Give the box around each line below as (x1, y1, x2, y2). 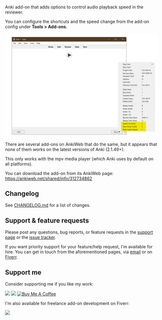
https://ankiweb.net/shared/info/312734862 (5, 176, 93, 181)
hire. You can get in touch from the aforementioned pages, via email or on (5, 249, 153, 255)
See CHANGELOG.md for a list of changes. (5, 202, 91, 208)
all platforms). (5, 161, 33, 167)
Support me (5, 268, 42, 276)
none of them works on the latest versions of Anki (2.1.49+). (5, 146, 125, 152)
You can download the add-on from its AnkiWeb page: (5, 170, 114, 176)
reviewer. (5, 9, 23, 15)
